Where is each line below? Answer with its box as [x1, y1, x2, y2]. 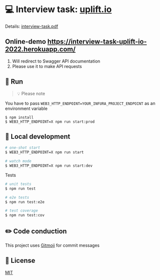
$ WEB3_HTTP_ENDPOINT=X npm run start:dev [5, 163, 93, 168]
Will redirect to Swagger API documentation [12, 58, 100, 64]
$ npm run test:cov [5, 213, 45, 218]
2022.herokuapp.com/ [5, 45, 76, 54]
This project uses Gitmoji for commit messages [5, 242, 100, 248]
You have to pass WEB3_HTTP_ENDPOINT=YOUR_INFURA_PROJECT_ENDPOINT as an [5, 100, 156, 106]
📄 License [5, 257, 36, 265]
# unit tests [5, 181, 32, 186]
